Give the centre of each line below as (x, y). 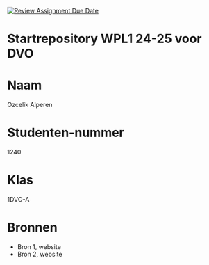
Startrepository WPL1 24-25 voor (104, 39)
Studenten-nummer (66, 133)
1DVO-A (18, 199)
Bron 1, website (39, 246)
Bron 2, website (40, 254)
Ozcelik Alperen (30, 105)
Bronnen (32, 228)
